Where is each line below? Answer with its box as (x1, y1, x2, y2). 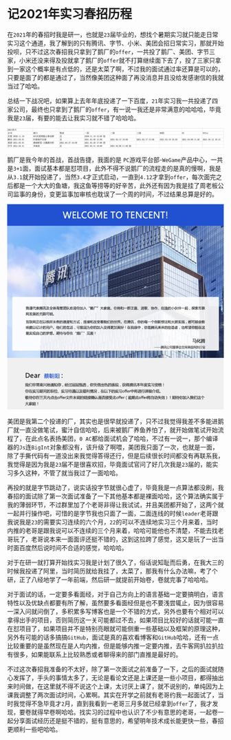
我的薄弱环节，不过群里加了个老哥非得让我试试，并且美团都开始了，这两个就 (7, 500, 224, 509)
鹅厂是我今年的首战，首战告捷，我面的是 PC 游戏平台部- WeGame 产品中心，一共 (7, 156, 223, 164)
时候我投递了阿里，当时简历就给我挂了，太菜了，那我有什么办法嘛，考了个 (7, 567, 218, 575)
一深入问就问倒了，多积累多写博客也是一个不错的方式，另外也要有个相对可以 (7, 607, 224, 616)
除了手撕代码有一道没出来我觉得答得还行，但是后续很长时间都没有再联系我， (7, 452, 224, 460)
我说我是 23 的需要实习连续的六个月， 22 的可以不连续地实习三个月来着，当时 (7, 518, 219, 527)
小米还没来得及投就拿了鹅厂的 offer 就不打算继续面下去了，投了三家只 (19, 56, 215, 64)
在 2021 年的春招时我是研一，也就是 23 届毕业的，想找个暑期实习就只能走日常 (7, 30, 219, 39)
